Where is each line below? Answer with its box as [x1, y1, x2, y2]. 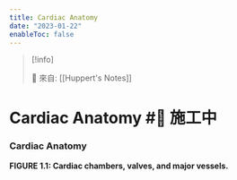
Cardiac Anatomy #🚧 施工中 [9, 107, 217, 128]
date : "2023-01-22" [9, 21, 83, 30]
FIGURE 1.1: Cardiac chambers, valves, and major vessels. [9, 160, 229, 171]
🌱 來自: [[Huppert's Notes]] [31, 73, 132, 83]
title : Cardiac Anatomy [9, 13, 99, 22]
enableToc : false [9, 30, 75, 39]
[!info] [31, 55, 54, 65]
